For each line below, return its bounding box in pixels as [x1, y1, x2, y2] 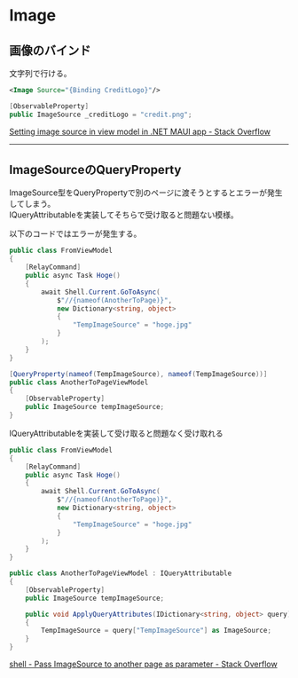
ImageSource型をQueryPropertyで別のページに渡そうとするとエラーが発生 [9, 187, 283, 198]
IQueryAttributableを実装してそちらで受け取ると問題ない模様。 [9, 209, 239, 220]
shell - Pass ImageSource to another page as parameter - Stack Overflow [9, 658, 278, 670]
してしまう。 [9, 199, 56, 209]
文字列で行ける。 [9, 68, 72, 78]
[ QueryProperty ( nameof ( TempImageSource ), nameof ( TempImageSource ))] [9, 369, 268, 378]
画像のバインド [9, 43, 91, 58]
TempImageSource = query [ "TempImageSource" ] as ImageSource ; [41, 627, 272, 635]
